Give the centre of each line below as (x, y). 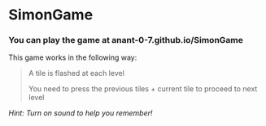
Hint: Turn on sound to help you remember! (81, 113)
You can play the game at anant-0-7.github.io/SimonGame (126, 40)
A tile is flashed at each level (76, 73)
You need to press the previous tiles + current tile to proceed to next (143, 89)
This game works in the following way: (73, 57)
